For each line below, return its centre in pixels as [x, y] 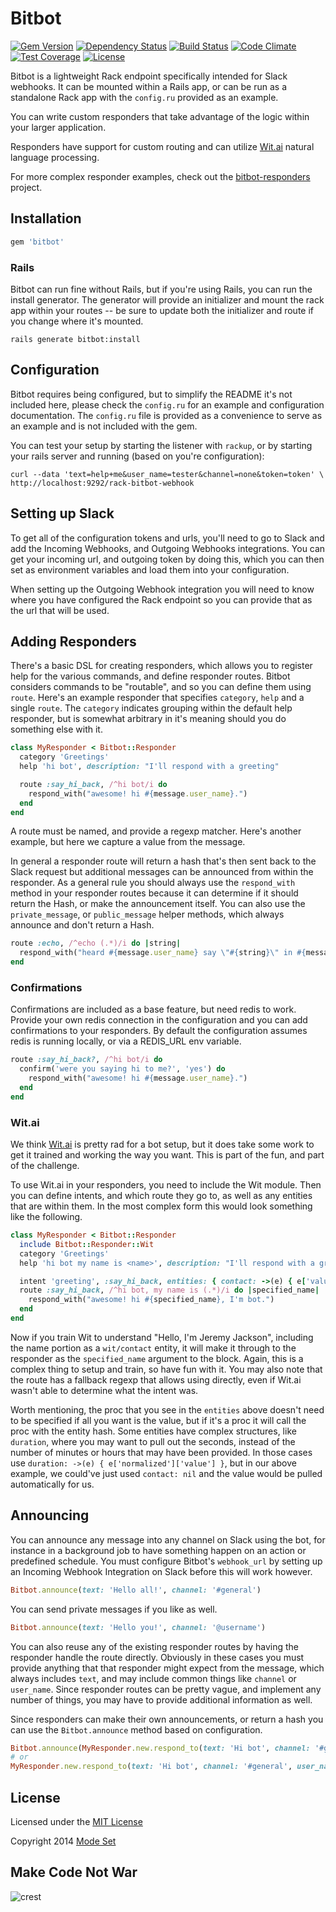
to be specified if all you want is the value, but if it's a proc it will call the [158, 1420]
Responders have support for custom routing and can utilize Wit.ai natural [162, 146]
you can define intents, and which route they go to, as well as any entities [161, 1196]
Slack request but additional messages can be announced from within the [162, 872]
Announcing [50, 1515]
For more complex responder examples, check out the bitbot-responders [160, 176]
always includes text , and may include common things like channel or [153, 1678]
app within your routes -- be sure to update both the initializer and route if [162, 310]
